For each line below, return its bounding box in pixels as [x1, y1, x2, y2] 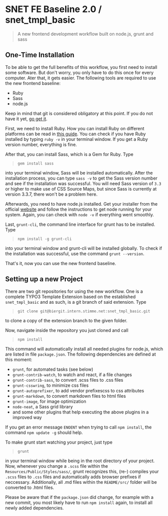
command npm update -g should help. [5, 429, 83, 436]
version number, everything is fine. [5, 141, 77, 147]
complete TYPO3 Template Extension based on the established [5, 293, 136, 300]
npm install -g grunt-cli [17, 236, 72, 241]
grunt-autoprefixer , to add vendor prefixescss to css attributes [12, 387, 144, 393]
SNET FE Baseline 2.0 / [5, 4, 102, 15]
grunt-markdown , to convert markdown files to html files [12, 393, 126, 399]
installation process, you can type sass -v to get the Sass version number [5, 175, 158, 181]
